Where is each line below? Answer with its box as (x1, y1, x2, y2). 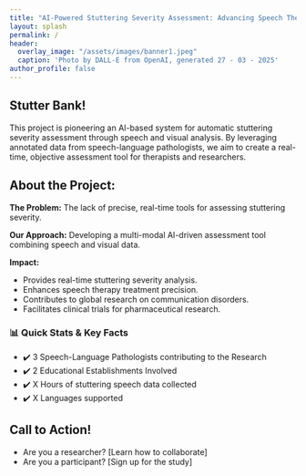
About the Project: (9, 178, 116, 193)
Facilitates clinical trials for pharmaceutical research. (22, 303, 221, 315)
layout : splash (9, 22, 67, 31)
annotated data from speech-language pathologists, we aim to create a (9, 141, 276, 152)
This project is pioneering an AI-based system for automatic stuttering (9, 122, 273, 133)
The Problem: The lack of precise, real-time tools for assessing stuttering (9, 202, 286, 212)
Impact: (9, 256, 39, 267)
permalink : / (9, 30, 59, 39)
